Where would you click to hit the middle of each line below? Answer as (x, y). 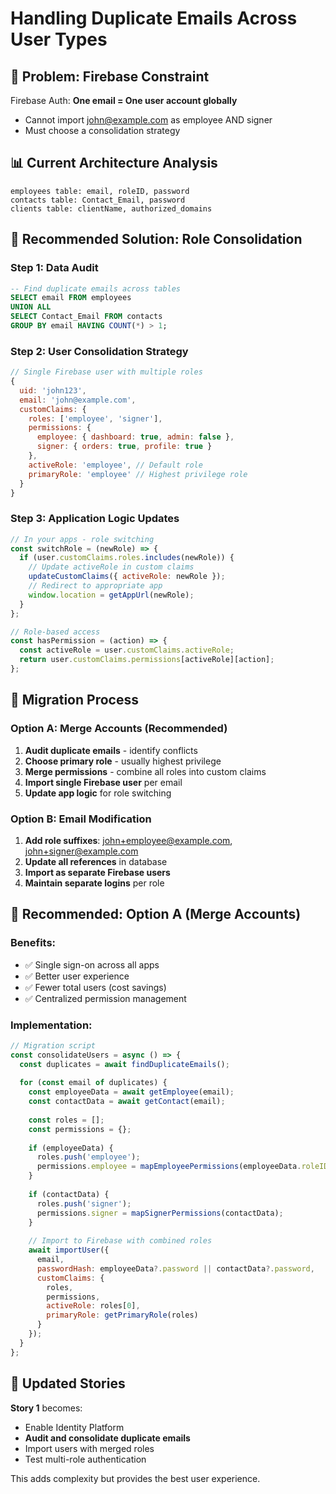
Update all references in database (96, 861)
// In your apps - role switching (82, 539)
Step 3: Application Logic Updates (95, 519)
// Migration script (53, 1045)
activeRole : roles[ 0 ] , (93, 1306)
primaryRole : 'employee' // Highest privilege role (138, 474)
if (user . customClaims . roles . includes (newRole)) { (127, 558)
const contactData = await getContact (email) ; (127, 1102)
